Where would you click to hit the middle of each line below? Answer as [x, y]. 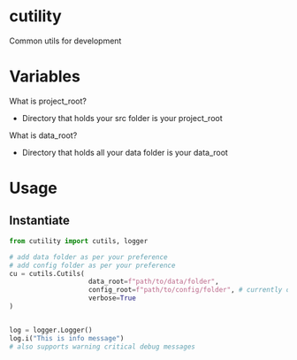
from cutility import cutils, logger [79, 241]
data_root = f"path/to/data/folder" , [153, 282]
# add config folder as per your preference [92, 265]
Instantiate [40, 221]
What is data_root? [43, 135]
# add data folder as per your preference [88, 257]
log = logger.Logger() [51, 330]
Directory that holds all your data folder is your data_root [125, 152]
